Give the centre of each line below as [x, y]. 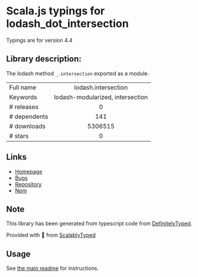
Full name [23, 87]
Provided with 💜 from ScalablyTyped [51, 235]
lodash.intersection [101, 87]
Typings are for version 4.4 [39, 40]
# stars [19, 136]
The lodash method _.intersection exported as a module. [78, 73]
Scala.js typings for [55, 11]
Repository [28, 184]
